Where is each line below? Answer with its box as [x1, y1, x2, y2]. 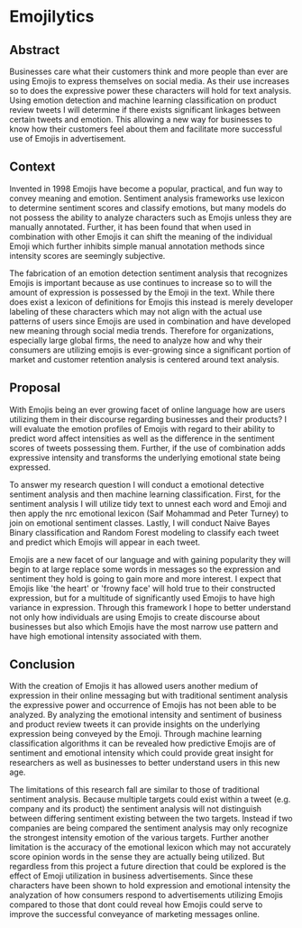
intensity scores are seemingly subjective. [9, 250, 166, 261]
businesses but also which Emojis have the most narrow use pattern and [9, 620, 279, 632]
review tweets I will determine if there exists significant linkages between [9, 105, 281, 115]
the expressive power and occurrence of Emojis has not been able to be [9, 700, 277, 711]
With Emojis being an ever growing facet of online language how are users [9, 404, 286, 415]
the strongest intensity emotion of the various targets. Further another [9, 832, 270, 843]
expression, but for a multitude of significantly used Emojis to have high [9, 593, 275, 603]
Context [9, 160, 56, 175]
